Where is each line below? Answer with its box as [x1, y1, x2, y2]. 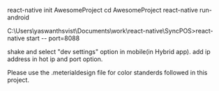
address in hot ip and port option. [7, 55, 103, 63]
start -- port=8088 [26, 34, 80, 42]
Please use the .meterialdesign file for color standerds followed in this [7, 69, 208, 76]
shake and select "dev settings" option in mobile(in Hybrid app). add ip [7, 48, 211, 56]
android [7, 13, 30, 22]
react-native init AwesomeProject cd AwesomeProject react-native [7, 6, 199, 14]
